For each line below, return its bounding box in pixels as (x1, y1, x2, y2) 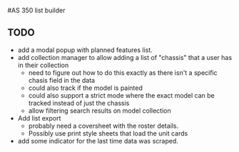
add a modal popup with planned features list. (17, 46, 153, 54)
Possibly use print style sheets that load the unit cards (28, 128, 188, 138)
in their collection (17, 61, 69, 69)
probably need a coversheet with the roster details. (28, 121, 179, 130)
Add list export (17, 113, 61, 122)
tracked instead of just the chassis (28, 98, 130, 107)
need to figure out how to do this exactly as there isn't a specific (28, 68, 218, 77)
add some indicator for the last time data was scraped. (17, 136, 178, 145)
